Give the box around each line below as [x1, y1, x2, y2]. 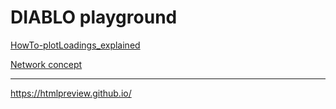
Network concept [10, 58, 83, 70]
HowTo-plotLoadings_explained [10, 39, 141, 51]
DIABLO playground [10, 6, 178, 29]
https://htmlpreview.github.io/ [10, 87, 132, 99]
